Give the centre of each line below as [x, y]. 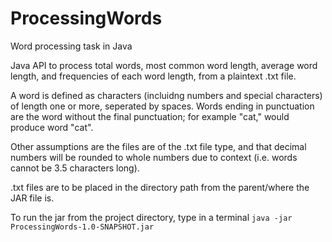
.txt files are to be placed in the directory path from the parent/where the [160, 187]
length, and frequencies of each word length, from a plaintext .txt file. [153, 76]
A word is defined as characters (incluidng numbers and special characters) [166, 95]
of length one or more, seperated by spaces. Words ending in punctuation [162, 106]
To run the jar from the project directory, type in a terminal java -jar [151, 217]
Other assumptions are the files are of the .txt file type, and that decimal [158, 146]
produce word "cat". [52, 127]
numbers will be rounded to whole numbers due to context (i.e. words [154, 157]
